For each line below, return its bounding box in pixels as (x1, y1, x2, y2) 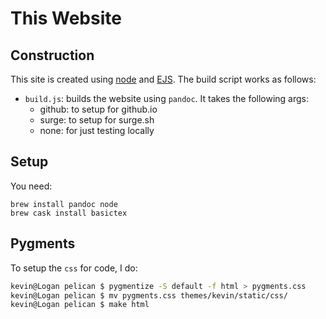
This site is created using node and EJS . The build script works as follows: (10, 73, 317, 85)
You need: (10, 180, 53, 192)
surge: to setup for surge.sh (39, 114, 155, 126)
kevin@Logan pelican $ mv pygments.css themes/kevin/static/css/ (10, 290, 288, 301)
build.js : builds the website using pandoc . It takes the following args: (24, 93, 310, 104)
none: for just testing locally (39, 125, 155, 136)
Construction (10, 47, 95, 64)
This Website (10, 7, 122, 30)
